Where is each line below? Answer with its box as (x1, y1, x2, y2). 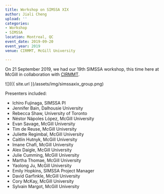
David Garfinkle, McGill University (12, 173, 80, 179)
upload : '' (5, 16, 27, 21)
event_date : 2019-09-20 (5, 39, 54, 44)
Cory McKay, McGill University (12, 178, 74, 184)
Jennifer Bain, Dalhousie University (12, 105, 83, 111)
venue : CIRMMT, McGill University (5, 48, 76, 53)
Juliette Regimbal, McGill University (12, 131, 84, 137)
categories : (5, 21, 29, 26)
